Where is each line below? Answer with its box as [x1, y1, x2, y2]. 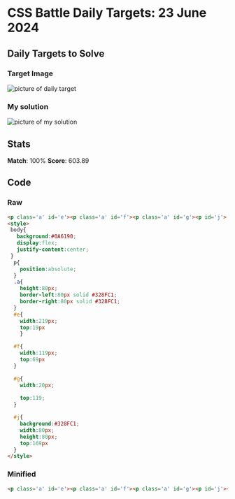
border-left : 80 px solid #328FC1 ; [20, 291, 117, 298]
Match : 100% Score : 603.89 [7, 156, 90, 165]
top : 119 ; [20, 395, 45, 402]
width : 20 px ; [20, 382, 55, 389]
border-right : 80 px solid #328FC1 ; [20, 298, 120, 305]
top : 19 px [20, 324, 45, 331]
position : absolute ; [20, 266, 77, 273]
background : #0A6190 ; [16, 233, 77, 240]
